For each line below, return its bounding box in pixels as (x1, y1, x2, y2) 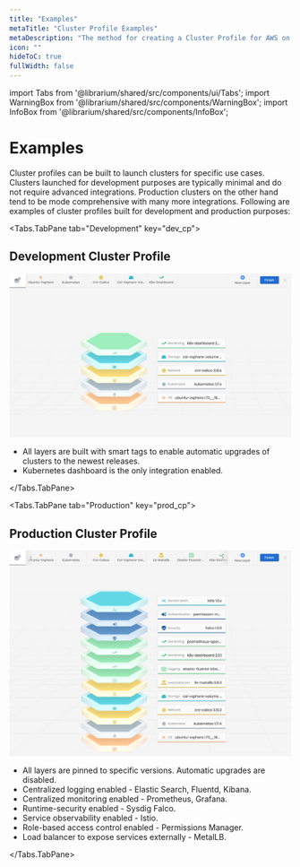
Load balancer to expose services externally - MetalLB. (21, 831, 227, 842)
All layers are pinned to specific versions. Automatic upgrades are (21, 765, 266, 776)
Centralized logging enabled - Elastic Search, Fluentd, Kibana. (21, 784, 253, 794)
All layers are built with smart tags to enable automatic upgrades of (21, 447, 270, 457)
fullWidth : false (9, 62, 74, 71)
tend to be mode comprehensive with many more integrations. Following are (9, 195, 290, 206)
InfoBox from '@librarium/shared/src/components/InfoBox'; (9, 107, 228, 117)
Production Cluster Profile (9, 525, 159, 542)
